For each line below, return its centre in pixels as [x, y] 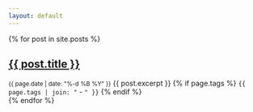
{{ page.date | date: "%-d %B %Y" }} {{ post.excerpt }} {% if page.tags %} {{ [127, 83]
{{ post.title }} [44, 64]
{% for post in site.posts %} [55, 39]
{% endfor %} [32, 101]
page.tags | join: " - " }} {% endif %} [75, 92]
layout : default [36, 16]
